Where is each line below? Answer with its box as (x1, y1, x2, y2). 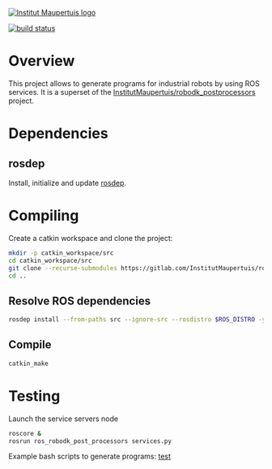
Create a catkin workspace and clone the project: (8, 233, 173, 243)
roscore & (8, 429, 42, 437)
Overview (8, 52, 75, 71)
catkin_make (8, 359, 49, 368)
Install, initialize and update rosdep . (8, 178, 127, 187)
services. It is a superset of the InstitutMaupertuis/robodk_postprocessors (8, 87, 257, 97)
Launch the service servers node (8, 414, 119, 424)
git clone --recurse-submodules (8, 264, 117, 272)
